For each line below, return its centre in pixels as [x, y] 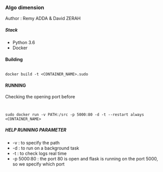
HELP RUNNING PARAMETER [36, 130]
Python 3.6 [23, 43]
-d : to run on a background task [46, 148]
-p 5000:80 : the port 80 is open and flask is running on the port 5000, [85, 158]
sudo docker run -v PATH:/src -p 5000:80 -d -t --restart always [74, 114]
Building [14, 59]
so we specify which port [38, 164]
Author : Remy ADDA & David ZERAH [43, 19]
